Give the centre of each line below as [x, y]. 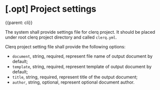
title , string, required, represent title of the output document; [75, 77]
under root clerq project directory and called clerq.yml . [61, 37]
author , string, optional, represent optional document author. [73, 82]
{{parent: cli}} [19, 22]
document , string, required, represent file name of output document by [82, 56]
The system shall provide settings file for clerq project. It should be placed [80, 32]
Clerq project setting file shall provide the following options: [65, 46]
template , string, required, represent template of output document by [82, 67]
